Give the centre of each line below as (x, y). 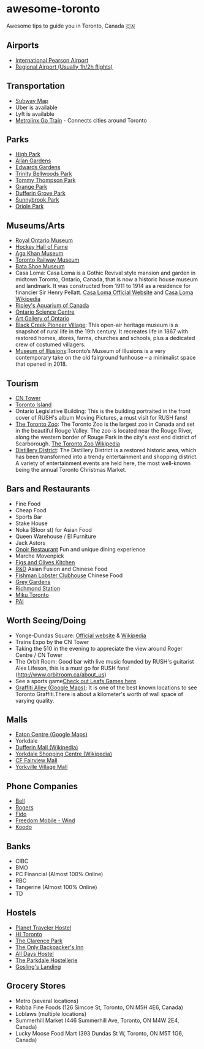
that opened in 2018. (41, 364)
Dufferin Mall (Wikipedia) (47, 748)
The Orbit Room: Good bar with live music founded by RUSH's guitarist (104, 661)
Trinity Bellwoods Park (43, 174)
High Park (28, 154)
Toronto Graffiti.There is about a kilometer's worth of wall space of (99, 694)
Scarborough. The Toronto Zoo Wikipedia (68, 444)
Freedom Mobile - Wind (45, 820)
